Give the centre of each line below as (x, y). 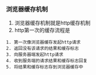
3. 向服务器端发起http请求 (35, 55)
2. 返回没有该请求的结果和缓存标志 (42, 49)
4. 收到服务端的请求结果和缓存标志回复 (47, 61)
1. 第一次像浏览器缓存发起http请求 (43, 42)
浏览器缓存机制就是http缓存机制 (52, 23)
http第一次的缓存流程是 (42, 30)
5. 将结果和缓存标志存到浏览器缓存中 (45, 67)
